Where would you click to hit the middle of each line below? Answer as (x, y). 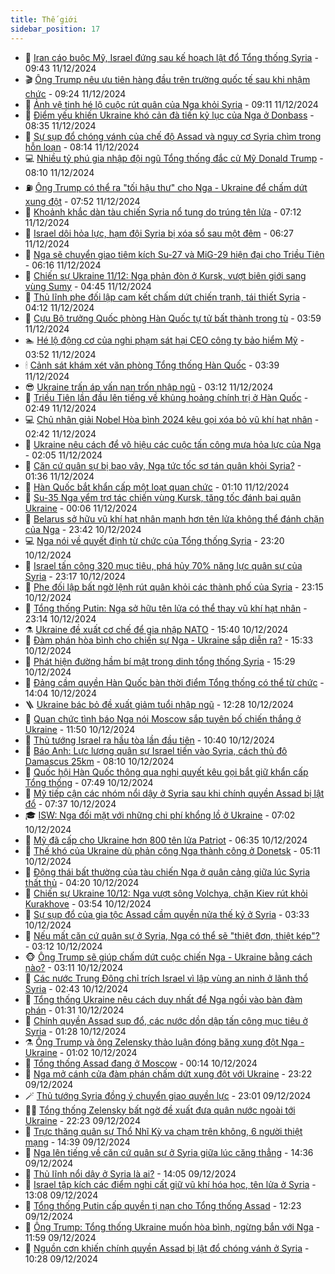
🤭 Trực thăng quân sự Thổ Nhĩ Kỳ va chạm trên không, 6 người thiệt (163, 1131)
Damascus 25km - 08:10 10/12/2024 (99, 761)
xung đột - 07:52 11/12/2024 (82, 201)
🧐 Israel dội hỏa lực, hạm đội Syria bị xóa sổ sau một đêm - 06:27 (159, 233)
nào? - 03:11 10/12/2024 (74, 967)
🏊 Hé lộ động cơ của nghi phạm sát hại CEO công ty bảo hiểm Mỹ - (164, 340)
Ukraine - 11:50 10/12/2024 (80, 729)
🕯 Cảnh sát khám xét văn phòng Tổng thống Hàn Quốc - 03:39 (152, 365)
